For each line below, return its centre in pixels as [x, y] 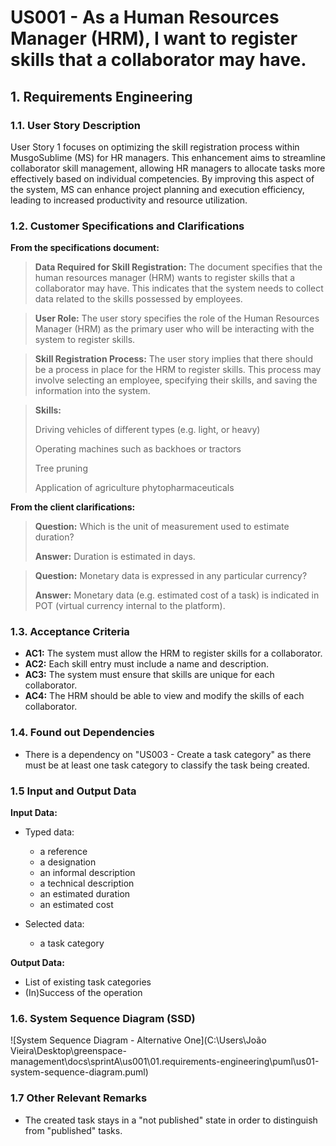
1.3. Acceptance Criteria [70, 632]
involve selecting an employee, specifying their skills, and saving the [176, 380]
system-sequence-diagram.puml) [79, 1072]
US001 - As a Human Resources [145, 17]
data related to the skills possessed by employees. [138, 299]
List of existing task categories [88, 982]
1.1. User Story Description [76, 125]
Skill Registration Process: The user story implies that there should [173, 359]
